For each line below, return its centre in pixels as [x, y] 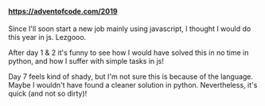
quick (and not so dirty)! [48, 94]
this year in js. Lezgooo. [47, 37]
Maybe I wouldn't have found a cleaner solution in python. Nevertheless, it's [133, 85]
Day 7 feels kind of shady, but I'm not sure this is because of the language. [131, 77]
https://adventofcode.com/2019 [63, 11]
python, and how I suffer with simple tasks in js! [86, 61]
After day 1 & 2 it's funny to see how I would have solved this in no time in [129, 53]
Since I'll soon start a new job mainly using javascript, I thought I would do [130, 29]
